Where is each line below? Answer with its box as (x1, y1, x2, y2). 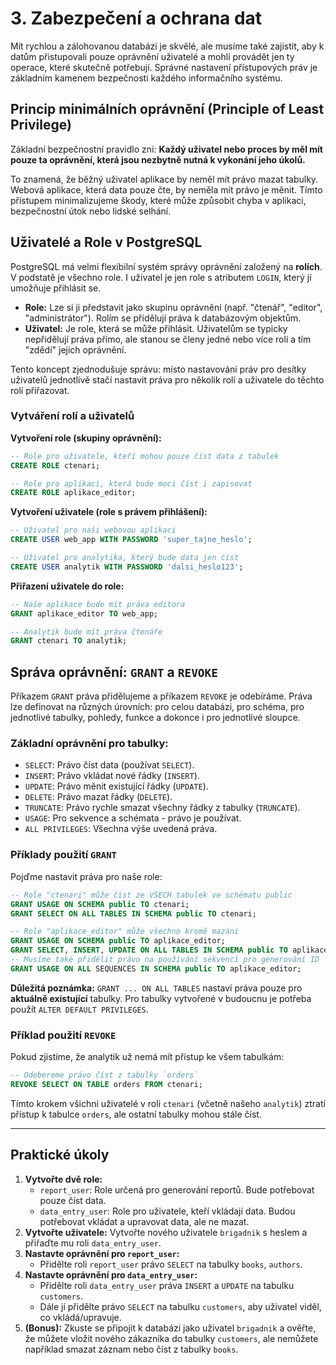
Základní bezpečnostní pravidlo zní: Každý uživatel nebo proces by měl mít (10, 143, 323, 155)
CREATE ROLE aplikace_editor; (10, 488, 137, 498)
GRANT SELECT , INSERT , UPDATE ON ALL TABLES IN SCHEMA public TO (10, 945, 289, 956)
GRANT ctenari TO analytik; (10, 636, 128, 646)
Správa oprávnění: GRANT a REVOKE (10, 663, 219, 681)
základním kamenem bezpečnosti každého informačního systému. (10, 72, 283, 84)
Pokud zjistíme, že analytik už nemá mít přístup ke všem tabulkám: (10, 1051, 285, 1063)
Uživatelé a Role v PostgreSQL (10, 234, 203, 251)
